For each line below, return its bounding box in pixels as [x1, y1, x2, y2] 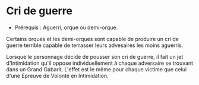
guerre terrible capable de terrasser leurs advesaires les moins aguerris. [6, 42, 184, 49]
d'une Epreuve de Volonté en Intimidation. [6, 72, 109, 79]
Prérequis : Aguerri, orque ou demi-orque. [14, 24, 118, 31]
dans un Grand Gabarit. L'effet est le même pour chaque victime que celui [6, 65, 187, 73]
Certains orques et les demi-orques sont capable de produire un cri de [6, 35, 179, 42]
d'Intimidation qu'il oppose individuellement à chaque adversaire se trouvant [6, 59, 194, 67]
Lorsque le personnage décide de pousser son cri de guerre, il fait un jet [6, 53, 184, 60]
